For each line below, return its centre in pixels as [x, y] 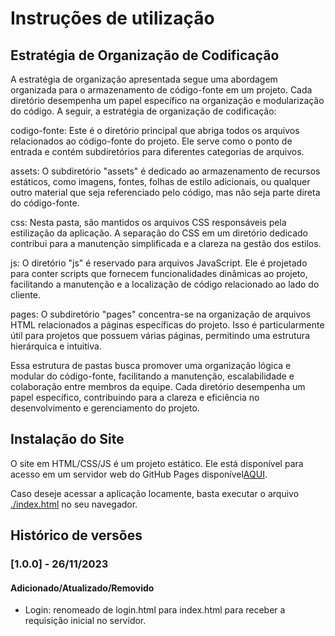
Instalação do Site [67, 439]
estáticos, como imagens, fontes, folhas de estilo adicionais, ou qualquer [160, 181]
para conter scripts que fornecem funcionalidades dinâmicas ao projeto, [159, 273]
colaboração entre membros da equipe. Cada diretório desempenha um [158, 386]
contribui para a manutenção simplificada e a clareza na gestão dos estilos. [166, 243]
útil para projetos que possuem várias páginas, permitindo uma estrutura [160, 335]
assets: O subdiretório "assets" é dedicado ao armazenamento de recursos [165, 171]
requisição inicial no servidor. [85, 621]
